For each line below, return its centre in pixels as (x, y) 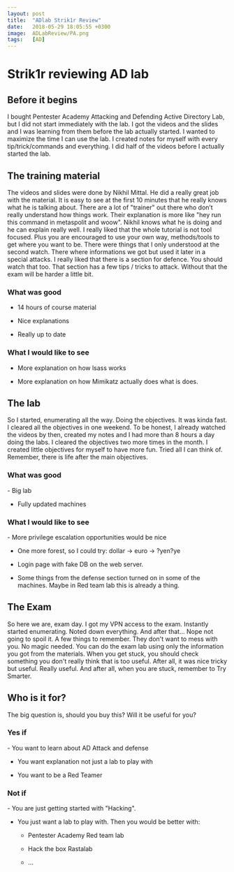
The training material (54, 176)
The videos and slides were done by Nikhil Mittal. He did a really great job (113, 192)
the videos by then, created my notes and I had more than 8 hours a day (111, 435)
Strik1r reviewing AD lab (78, 74)
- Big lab (20, 490)
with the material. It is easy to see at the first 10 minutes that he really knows (117, 200)
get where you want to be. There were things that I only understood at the (114, 244)
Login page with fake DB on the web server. (80, 564)
